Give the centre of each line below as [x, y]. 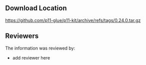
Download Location [36, 8]
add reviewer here [31, 57]
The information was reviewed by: [40, 48]
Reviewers [22, 36]
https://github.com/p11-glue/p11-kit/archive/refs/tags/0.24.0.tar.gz [73, 20]
